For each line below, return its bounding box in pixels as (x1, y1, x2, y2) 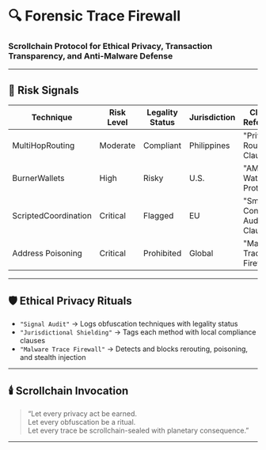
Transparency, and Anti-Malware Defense (8, 51, 173, 62)
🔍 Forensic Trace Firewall (8, 7, 180, 25)
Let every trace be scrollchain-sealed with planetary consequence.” (27, 425, 249, 435)
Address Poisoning (12, 248, 83, 259)
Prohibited (142, 248, 182, 259)
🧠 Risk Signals (8, 83, 79, 96)
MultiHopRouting (12, 140, 75, 151)
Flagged (142, 210, 174, 221)
